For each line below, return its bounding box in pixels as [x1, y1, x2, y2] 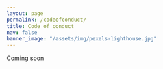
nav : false [6, 29, 38, 36]
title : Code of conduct [6, 23, 75, 29]
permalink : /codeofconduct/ [6, 16, 87, 23]
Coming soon [6, 54, 45, 62]
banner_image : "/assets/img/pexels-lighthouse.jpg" [6, 36, 157, 42]
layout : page [6, 10, 44, 17]
